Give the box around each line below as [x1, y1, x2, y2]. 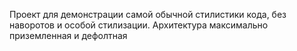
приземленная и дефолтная [9, 30, 128, 41]
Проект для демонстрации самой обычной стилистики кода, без [9, 9, 287, 20]
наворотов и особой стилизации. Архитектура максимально [9, 19, 269, 31]
